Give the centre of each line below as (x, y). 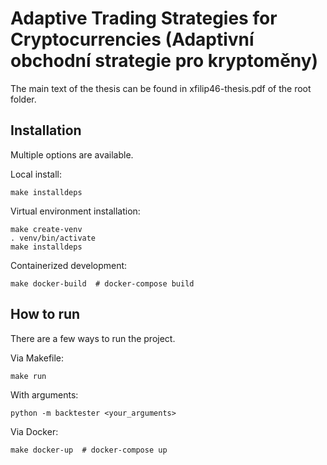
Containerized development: (69, 265)
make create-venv (46, 229)
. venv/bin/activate (53, 238)
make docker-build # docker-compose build (102, 283)
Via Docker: (34, 431)
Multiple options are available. (72, 154)
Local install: (36, 174)
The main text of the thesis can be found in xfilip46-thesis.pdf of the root (161, 88)
